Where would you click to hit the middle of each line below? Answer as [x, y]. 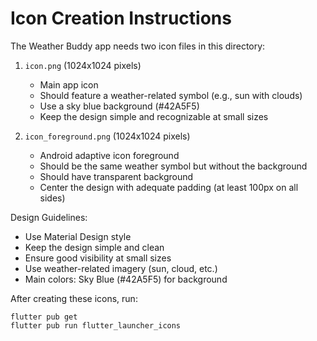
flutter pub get [44, 317]
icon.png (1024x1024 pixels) [83, 65]
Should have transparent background [116, 176]
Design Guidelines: [49, 217]
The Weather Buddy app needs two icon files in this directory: [138, 46]
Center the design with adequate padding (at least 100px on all [169, 187]
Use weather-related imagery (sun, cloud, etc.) [121, 268]
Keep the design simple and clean [94, 247]
